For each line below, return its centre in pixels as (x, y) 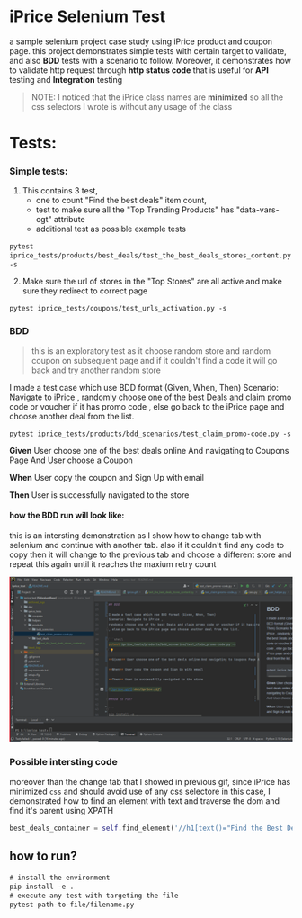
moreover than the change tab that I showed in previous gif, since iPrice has (150, 781)
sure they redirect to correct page (85, 291)
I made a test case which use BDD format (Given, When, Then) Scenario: (144, 387)
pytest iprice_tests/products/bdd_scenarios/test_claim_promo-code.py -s (151, 434)
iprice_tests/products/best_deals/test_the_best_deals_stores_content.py (151, 256)
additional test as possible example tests (111, 229)
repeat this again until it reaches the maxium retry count (113, 563)
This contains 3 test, (60, 191)
